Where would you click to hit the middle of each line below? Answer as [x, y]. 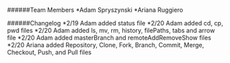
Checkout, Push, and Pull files [49, 52]
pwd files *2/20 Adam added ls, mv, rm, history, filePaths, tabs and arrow [111, 30]
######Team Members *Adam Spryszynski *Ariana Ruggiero [95, 10]
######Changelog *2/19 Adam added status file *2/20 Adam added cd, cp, [115, 23]
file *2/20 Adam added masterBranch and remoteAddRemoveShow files [109, 38]
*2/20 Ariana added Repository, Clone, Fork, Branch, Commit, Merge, [106, 45]
